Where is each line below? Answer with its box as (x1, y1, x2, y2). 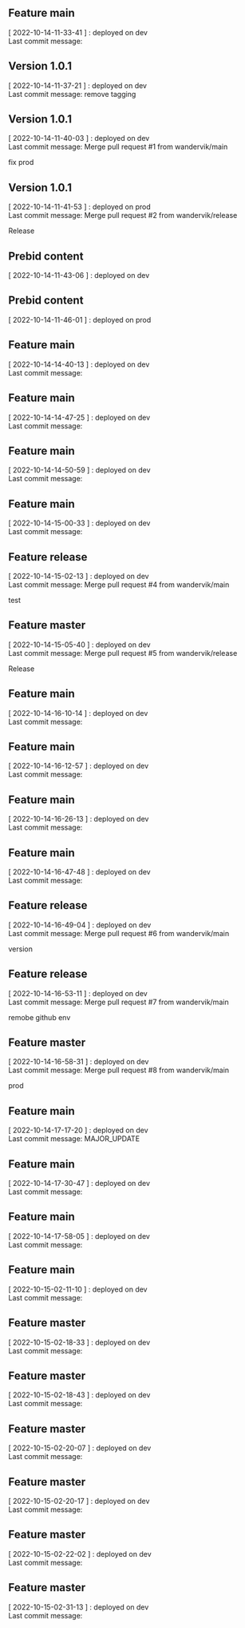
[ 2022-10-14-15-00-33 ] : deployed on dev (8, 518, 151, 528)
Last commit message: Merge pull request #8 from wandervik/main (8, 1065, 230, 1075)
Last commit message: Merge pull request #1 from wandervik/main (8, 142, 228, 151)
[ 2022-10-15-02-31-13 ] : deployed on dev (8, 1602, 149, 1612)
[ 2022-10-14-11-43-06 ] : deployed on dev (8, 271, 150, 280)
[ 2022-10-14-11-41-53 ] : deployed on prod (8, 202, 151, 211)
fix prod (8, 158, 34, 167)
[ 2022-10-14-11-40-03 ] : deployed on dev (8, 134, 150, 143)
